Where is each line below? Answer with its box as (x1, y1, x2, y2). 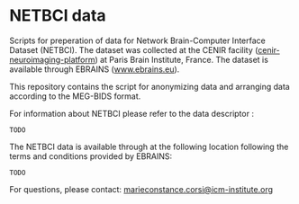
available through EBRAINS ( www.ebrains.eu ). (9, 64, 180, 75)
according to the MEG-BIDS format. (9, 91, 141, 102)
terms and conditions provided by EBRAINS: (9, 150, 173, 162)
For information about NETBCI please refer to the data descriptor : (9, 108, 255, 119)
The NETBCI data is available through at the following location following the (9, 141, 289, 152)
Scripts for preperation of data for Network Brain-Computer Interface (9, 35, 266, 46)
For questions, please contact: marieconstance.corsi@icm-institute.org (9, 183, 273, 194)
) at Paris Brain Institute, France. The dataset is (94, 54, 268, 65)
